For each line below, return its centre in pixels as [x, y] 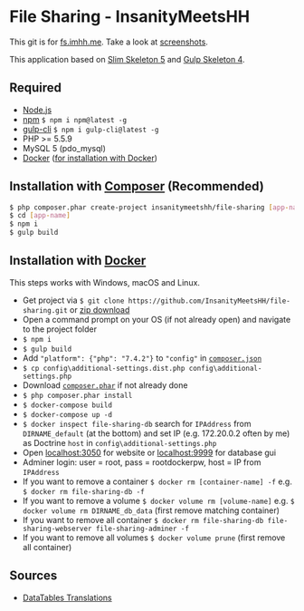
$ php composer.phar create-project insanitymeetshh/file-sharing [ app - [149, 207]
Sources [33, 576]
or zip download [100, 309]
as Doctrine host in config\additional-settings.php [119, 442]
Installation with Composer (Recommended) [137, 186]
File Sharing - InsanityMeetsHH [130, 17]
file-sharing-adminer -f [142, 529]
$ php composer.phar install [77, 395]
